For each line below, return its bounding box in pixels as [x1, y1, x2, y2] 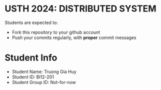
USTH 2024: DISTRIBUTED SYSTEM [4, 3, 156, 14]
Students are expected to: [4, 19, 58, 25]
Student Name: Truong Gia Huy [11, 68, 77, 74]
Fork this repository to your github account [11, 29, 100, 35]
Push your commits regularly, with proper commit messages [11, 34, 136, 40]
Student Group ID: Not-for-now [11, 79, 76, 85]
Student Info [4, 52, 57, 63]
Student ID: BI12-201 [11, 73, 54, 80]
